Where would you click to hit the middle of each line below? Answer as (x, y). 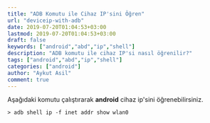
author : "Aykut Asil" (40, 73)
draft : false (27, 40)
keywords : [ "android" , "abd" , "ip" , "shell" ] (71, 47)
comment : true (28, 80)
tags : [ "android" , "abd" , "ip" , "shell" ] (65, 60)
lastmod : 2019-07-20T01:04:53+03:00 (62, 34)
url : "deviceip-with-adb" (46, 20)
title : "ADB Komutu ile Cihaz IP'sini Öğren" (76, 14)
